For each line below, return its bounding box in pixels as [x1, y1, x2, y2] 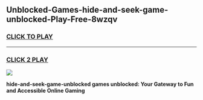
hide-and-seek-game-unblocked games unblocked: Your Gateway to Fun [6, 80, 195, 87]
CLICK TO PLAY [6, 33, 53, 41]
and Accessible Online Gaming [6, 87, 85, 94]
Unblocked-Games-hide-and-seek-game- [6, 5, 169, 15]
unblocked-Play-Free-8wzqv [6, 15, 118, 25]
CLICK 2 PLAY [6, 55, 48, 64]
